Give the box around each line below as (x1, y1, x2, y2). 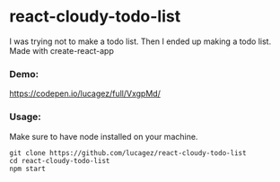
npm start (9, 164, 47, 173)
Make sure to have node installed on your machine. (9, 131, 198, 142)
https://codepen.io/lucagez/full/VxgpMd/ (9, 88, 162, 100)
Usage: (9, 110, 42, 123)
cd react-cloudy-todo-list (9, 156, 110, 165)
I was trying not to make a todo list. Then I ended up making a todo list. (9, 36, 272, 47)
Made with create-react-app (9, 45, 115, 56)
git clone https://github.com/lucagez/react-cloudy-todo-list (9, 148, 247, 158)
